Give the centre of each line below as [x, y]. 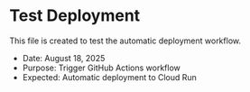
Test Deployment [75, 16]
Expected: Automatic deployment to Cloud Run [109, 77]
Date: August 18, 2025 [64, 58]
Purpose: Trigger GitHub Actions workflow [101, 68]
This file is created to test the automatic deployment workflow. [125, 41]
